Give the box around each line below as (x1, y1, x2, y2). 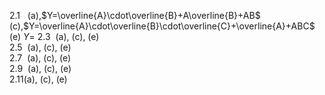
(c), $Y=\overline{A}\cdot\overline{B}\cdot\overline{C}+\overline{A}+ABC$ (9, 20, 316, 32)
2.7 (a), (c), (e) (9, 52, 72, 64)
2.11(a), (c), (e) (9, 73, 68, 85)
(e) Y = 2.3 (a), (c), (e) (9, 31, 100, 42)
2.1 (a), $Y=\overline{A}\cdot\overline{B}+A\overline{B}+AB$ (9, 10, 261, 21)
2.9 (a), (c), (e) (9, 63, 72, 74)
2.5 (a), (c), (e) (9, 41, 72, 53)
